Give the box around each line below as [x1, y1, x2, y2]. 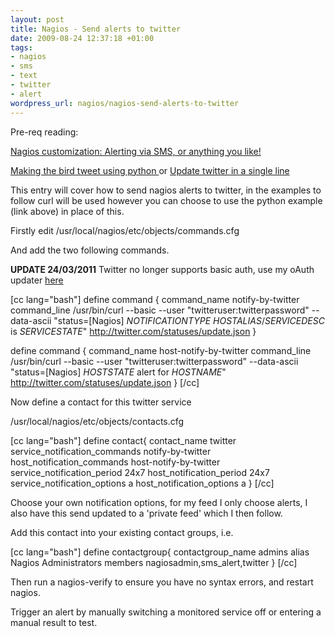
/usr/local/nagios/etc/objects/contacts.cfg [10, 415, 185, 427]
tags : [10, 42, 33, 53]
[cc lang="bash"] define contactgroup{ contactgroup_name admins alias [10, 546, 310, 558]
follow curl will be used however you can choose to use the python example [10, 194, 323, 206]
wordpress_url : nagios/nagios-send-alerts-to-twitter [10, 98, 240, 108]
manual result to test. [10, 616, 98, 628]
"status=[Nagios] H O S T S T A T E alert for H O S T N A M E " [10, 366, 227, 378]
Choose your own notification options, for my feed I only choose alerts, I [10, 496, 308, 508]
